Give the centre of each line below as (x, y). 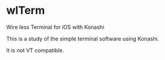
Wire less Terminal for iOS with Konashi (55, 27)
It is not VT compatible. (35, 50)
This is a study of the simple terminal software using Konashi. (83, 38)
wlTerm (26, 10)
